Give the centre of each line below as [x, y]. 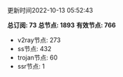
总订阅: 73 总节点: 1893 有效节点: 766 [62, 25]
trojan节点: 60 [37, 57]
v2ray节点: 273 [39, 40]
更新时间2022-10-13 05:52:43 [50, 10]
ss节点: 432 [34, 49]
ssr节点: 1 [31, 66]
